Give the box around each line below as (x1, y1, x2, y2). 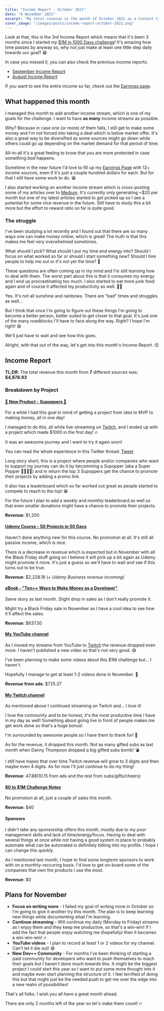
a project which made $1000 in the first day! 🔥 (5, 429, 98, 435)
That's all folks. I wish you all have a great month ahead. (5, 991, 118, 997)
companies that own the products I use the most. (5, 867, 104, 873)
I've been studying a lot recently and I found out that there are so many (5, 228, 148, 234)
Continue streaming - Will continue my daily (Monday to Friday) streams (12, 919, 159, 925)
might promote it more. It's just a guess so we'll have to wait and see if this (5, 559, 155, 565)
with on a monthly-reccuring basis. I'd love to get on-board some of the (5, 862, 149, 868)
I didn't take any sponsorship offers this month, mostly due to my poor (5, 827, 146, 832)
